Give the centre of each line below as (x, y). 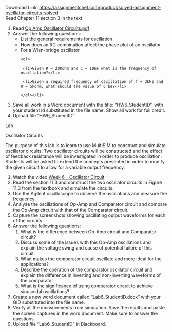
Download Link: (22, 7)
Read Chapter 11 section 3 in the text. (44, 18)
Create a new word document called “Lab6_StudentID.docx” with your (87, 297)
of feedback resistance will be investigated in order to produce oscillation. (84, 156)
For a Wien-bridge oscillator (50, 50)
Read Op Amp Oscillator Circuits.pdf (51, 28)
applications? (34, 264)
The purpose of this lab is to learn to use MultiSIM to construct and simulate (85, 145)
